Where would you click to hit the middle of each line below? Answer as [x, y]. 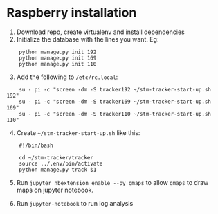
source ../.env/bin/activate [61, 163]
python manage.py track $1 [58, 170]
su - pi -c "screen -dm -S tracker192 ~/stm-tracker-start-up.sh [115, 89]
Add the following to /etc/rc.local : [67, 77]
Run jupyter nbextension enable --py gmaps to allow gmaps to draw [112, 182]
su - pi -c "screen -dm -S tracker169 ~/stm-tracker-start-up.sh [115, 102]
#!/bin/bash [36, 145]
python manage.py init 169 [58, 58]
